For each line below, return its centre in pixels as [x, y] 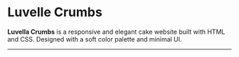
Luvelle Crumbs [55, 12]
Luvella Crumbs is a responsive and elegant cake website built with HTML [116, 32]
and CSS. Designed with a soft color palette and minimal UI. [95, 39]
